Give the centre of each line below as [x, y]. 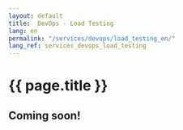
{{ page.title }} [58, 86]
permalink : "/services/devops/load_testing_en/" [92, 38]
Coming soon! [45, 115]
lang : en [23, 31]
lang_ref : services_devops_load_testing [78, 46]
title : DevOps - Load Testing [61, 23]
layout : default [36, 16]
